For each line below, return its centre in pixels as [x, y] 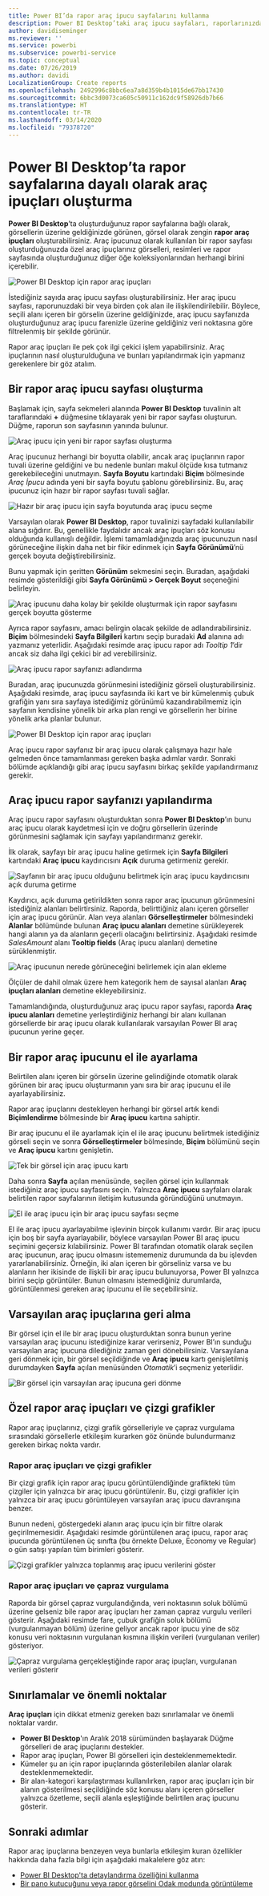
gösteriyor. [26, 1646]
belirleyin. [24, 588]
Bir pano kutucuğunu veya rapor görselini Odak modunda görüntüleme [137, 1883]
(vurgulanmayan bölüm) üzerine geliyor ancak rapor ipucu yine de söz [124, 1629]
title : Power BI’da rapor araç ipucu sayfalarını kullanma [109, 16]
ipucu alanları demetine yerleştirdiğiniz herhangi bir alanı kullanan [117, 1015]
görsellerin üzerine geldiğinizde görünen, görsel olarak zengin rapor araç [129, 232]
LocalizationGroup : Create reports [68, 83]
